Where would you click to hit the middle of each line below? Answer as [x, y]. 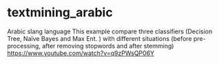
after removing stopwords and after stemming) [108, 46]
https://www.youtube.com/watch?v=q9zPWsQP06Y [81, 53]
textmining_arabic [60, 13]
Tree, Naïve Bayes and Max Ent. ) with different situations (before [100, 38]
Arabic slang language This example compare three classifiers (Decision [110, 31]
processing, [24, 46]
